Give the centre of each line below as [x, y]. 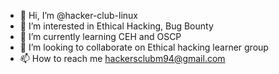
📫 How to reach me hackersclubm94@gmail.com [122, 58]
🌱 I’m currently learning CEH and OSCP [100, 36]
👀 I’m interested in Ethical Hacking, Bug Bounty [116, 26]
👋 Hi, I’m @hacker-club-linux [79, 15]
